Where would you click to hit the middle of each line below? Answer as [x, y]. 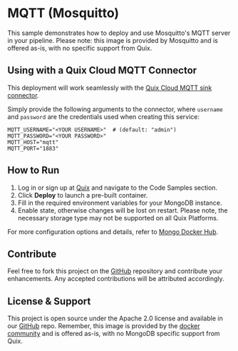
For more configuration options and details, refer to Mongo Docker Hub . [113, 232]
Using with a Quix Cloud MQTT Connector [102, 70]
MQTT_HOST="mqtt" [33, 142]
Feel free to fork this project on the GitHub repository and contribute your [115, 271]
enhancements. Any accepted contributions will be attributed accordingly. [116, 279]
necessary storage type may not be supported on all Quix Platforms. [118, 218]
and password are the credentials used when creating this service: [104, 116]
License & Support [49, 301]
